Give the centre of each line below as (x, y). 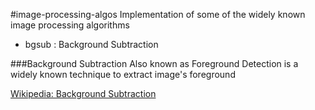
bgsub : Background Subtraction (91, 44)
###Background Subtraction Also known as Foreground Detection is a (154, 63)
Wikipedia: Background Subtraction (83, 93)
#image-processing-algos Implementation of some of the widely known (158, 14)
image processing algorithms (70, 25)
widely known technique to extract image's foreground (123, 74)
